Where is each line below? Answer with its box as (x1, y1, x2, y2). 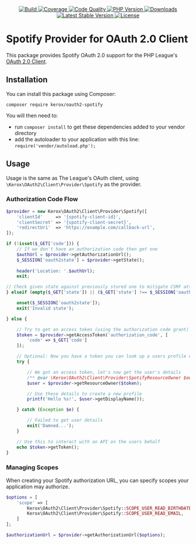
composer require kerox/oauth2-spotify (6, 102, 103, 108)
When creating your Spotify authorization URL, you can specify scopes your (6, 477, 189, 484)
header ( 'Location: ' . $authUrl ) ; (16, 268, 95, 274)
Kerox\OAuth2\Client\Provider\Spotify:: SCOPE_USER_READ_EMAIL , (27, 511, 184, 517)
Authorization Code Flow (6, 195, 79, 204)
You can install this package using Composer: (6, 90, 116, 97)
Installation (6, 75, 48, 85)
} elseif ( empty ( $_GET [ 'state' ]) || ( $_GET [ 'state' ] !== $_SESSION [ (6, 290, 176, 295)
